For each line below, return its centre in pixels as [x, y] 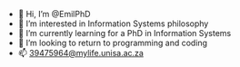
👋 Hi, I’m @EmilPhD [54, 14]
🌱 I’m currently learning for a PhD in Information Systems [125, 33]
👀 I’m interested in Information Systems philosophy [113, 24]
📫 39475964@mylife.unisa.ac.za [80, 53]
